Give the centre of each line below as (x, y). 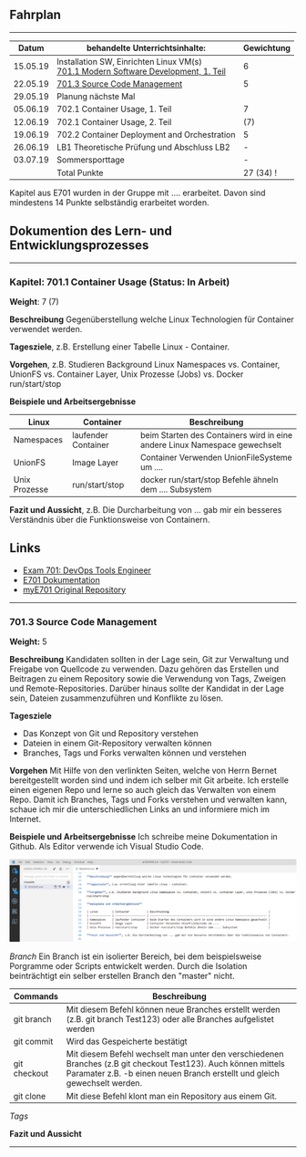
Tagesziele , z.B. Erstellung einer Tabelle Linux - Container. (120, 347)
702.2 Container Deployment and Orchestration (146, 134)
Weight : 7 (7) (34, 302)
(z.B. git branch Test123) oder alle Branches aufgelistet (170, 1019)
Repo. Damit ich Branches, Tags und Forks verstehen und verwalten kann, (148, 800)
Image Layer (96, 462)
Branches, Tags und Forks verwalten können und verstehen (134, 753)
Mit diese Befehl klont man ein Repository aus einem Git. (172, 1096)
